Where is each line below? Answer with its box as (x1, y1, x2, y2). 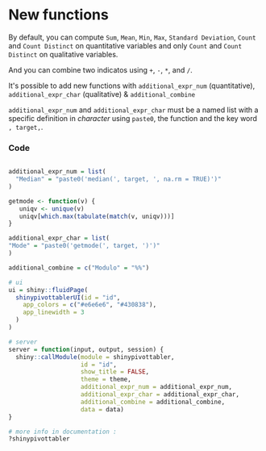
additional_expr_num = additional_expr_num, (80, 383, 232, 391)
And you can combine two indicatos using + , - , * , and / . (8, 65, 193, 74)
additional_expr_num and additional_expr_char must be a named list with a (8, 105, 259, 115)
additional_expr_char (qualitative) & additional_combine (8, 89, 196, 98)
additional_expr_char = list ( (8, 234, 110, 243)
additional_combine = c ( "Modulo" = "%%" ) (8, 264, 150, 272)
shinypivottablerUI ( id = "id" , (15, 293, 121, 302)
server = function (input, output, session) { (8, 345, 164, 353)
